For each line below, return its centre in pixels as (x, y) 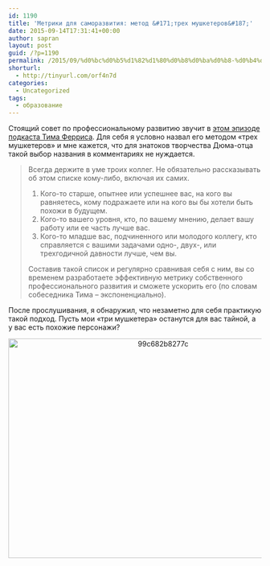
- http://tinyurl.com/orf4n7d (66, 76)
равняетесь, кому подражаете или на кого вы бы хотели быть (146, 203)
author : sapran (34, 38)
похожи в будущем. (74, 211)
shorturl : (25, 68)
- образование (39, 105)
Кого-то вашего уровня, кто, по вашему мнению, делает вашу (147, 219)
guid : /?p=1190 (34, 53)
